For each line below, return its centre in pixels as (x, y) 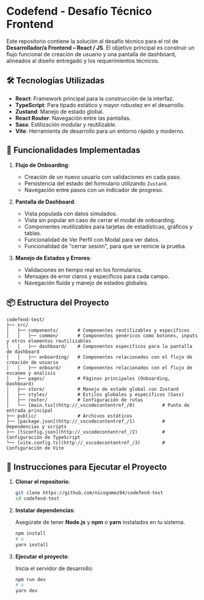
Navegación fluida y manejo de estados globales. (86, 283)
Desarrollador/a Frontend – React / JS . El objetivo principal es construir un (100, 48)
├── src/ (17, 325)
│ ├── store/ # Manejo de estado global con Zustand (93, 390)
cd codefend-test (37, 499)
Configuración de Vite (35, 448)
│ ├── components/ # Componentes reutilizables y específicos (98, 331)
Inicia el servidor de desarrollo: (54, 568)
